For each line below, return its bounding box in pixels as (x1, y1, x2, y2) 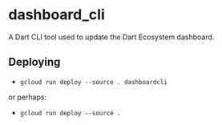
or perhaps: (8, 92, 46, 102)
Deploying (8, 55, 61, 69)
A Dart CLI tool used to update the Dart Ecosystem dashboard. (8, 32, 215, 42)
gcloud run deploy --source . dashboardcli (19, 78, 168, 86)
